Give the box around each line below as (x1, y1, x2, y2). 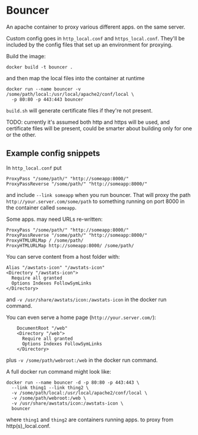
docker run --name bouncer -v (6, 86, 81, 92)
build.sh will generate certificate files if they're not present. (6, 107, 153, 114)
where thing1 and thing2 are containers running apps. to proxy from (6, 416, 174, 423)
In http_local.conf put (6, 164, 62, 171)
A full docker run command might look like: (6, 368, 111, 375)
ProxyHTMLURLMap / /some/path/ (6, 237, 84, 243)
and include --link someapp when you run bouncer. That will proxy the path (6, 191, 191, 198)
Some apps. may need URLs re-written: (6, 215, 103, 223)
